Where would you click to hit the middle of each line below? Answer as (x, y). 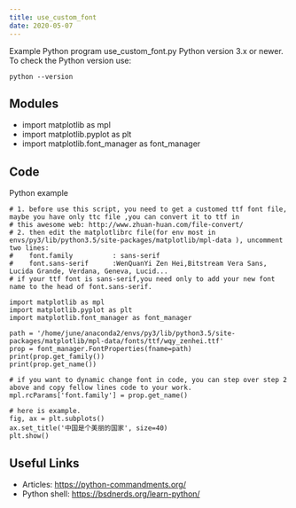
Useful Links (44, 463)
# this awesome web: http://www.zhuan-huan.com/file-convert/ (126, 225)
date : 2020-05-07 (41, 26)
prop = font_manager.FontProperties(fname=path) (101, 349)
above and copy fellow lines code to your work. (101, 388)
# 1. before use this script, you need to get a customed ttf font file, (148, 209)
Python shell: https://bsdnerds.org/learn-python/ (111, 494)
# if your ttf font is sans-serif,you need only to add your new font (142, 279)
